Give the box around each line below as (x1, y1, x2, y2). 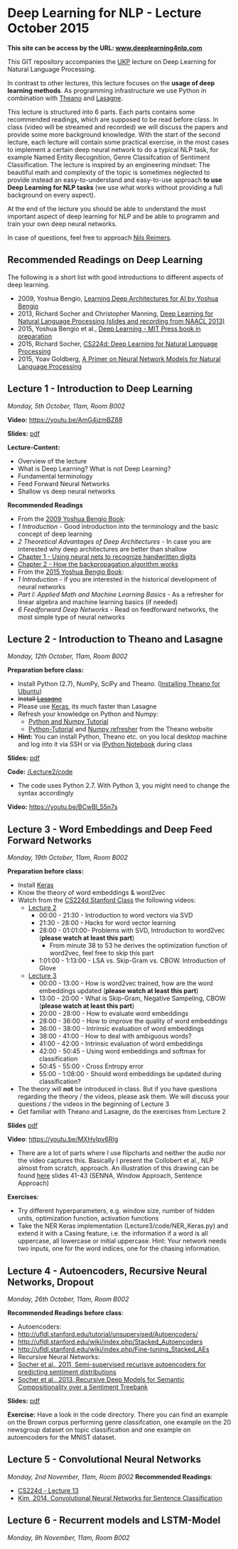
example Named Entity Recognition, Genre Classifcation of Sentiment (7, 153, 210, 161)
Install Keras (17, 881, 54, 889)
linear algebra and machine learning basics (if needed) (17, 597, 178, 606)
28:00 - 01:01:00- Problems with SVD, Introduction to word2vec (38, 926, 225, 935)
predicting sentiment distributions (17, 1368, 117, 1376)
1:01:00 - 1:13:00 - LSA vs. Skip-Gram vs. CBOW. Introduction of (38, 956, 226, 965)
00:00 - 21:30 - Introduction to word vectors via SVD (38, 911, 193, 920)
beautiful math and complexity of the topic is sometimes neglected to (7, 168, 210, 176)
